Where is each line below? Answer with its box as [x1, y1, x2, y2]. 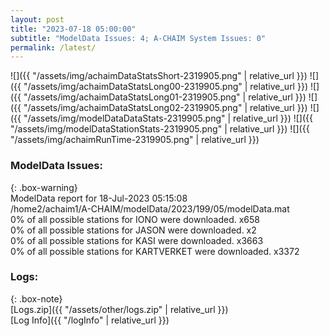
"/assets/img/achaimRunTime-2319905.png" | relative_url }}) [10, 134, 260, 146]
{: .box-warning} [10, 181, 78, 193]
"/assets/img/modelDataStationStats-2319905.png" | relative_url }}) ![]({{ [10, 123, 310, 135]
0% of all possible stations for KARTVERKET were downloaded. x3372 [10, 245, 300, 257]
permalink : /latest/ [10, 42, 97, 53]
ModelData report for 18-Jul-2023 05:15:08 [10, 192, 188, 204]
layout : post [10, 14, 65, 25]
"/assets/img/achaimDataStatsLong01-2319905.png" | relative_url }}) [23, 91, 307, 103]
